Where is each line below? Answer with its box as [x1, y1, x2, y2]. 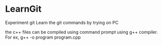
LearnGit [5, 3, 42, 15]
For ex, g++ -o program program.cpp [5, 34, 81, 40]
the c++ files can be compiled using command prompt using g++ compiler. [5, 29, 158, 35]
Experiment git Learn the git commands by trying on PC [5, 20, 119, 25]
